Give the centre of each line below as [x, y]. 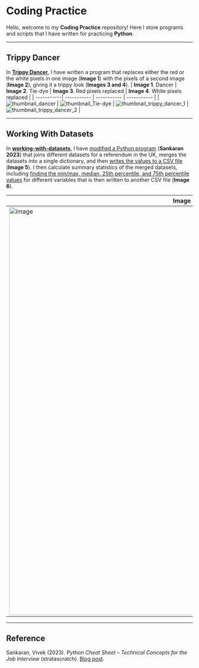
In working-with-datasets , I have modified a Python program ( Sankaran [95, 148]
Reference [26, 638]
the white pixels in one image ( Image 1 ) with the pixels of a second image [95, 78]
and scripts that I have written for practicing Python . [70, 33]
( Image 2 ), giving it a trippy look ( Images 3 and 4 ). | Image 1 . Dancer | [92, 85]
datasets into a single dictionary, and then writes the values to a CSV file [94, 160]
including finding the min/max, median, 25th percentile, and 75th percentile [98, 174]
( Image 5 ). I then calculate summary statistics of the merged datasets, [92, 167]
